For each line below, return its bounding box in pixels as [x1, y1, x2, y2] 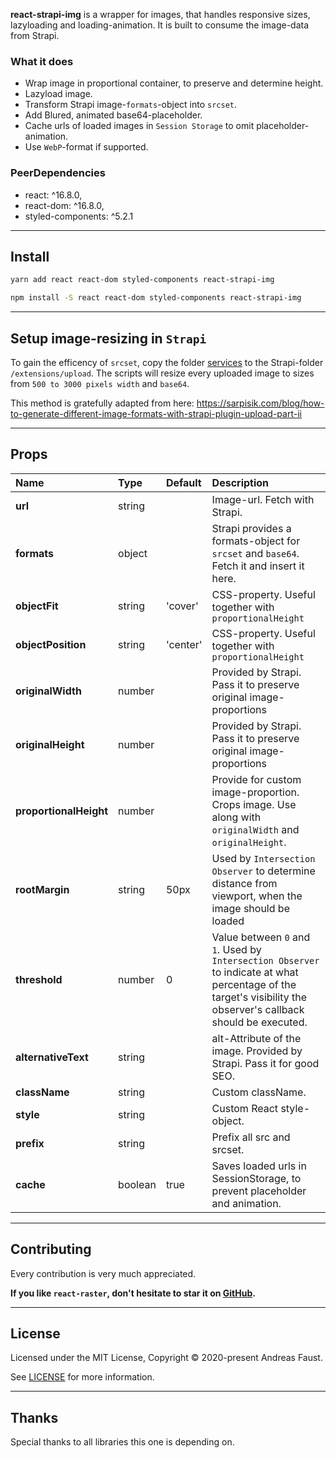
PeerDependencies [10, 166, 106, 180]
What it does [10, 54, 74, 68]
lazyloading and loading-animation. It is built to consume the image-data [10, 19, 310, 31]
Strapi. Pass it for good [211, 1056, 320, 1070]
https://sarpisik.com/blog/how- [196, 397, 325, 409]
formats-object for [211, 534, 301, 548]
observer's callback [211, 1002, 305, 1016]
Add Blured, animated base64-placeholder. [24, 109, 203, 121]
